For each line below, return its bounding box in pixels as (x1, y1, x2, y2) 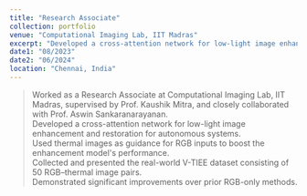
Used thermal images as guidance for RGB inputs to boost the (31, 138, 265, 149)
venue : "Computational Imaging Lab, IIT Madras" (9, 30, 198, 39)
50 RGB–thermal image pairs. (31, 166, 143, 178)
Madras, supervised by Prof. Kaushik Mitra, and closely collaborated (31, 98, 290, 109)
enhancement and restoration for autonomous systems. (31, 128, 242, 139)
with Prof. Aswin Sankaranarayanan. (31, 108, 169, 119)
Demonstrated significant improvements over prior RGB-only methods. (31, 176, 298, 187)
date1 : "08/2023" (9, 47, 76, 57)
